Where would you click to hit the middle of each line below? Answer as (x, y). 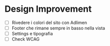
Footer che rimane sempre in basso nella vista (58, 28)
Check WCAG (26, 39)
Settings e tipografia (32, 34)
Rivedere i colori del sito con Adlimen (49, 23)
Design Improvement (48, 9)
